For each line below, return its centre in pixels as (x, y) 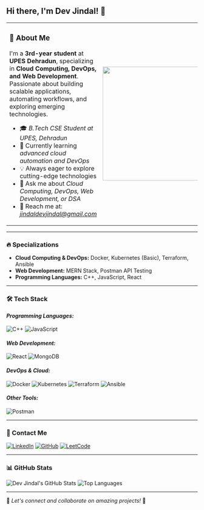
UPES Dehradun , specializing (52, 61)
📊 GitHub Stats (29, 467)
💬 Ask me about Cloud (51, 183)
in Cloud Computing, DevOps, (53, 69)
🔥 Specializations (32, 245)
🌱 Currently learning (48, 145)
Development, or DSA (50, 199)
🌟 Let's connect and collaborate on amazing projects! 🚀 (76, 501)
